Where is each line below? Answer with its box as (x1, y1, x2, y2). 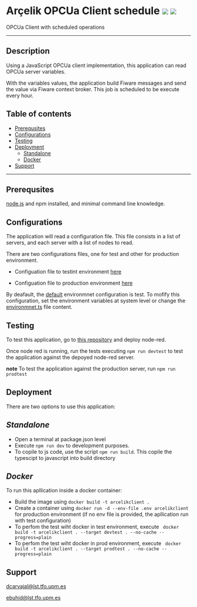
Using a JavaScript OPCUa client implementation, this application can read (6, 62, 186, 69)
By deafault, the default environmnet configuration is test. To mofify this (6, 291, 180, 298)
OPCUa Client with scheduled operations (6, 24, 105, 31)
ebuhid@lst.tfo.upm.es (6, 594, 61, 601)
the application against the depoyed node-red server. (6, 354, 135, 361)
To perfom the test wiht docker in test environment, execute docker (14, 523, 179, 531)
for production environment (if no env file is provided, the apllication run (14, 511, 189, 518)
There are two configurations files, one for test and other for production (6, 251, 179, 258)
